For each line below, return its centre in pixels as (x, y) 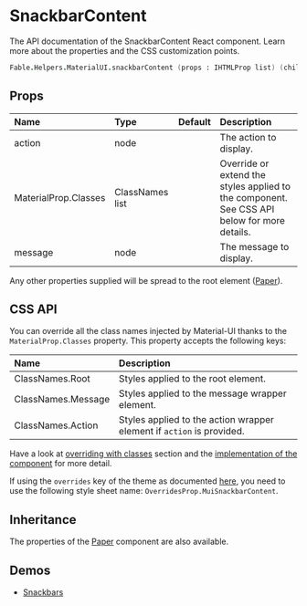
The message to (254, 246)
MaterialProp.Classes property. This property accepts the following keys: (148, 341)
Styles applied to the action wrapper (196, 420)
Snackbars (43, 592)
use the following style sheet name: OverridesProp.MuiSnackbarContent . (144, 491)
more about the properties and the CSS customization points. (125, 50)
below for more (253, 220)
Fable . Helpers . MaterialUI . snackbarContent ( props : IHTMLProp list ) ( (147, 68)
